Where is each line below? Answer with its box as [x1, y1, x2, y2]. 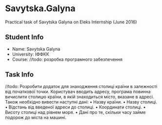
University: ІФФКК [12, 51, 50, 57]
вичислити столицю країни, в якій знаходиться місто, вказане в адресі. [5, 93, 154, 100]
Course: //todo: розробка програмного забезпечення [12, 56, 123, 62]
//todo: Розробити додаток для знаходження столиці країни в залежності [5, 83, 158, 89]
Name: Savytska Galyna [12, 46, 61, 52]
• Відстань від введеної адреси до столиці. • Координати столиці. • [5, 104, 146, 110]
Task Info [5, 71, 34, 79]
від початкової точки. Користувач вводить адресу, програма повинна [5, 89, 151, 94]
